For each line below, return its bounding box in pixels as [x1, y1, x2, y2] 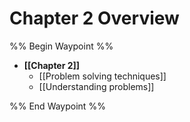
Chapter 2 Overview [9, 7, 180, 30]
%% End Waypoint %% [9, 100, 106, 112]
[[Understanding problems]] [38, 80, 155, 92]
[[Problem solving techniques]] [38, 70, 167, 82]
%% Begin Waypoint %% [9, 40, 114, 52]
